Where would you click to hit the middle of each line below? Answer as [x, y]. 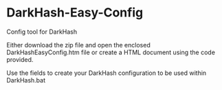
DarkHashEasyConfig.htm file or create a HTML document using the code [111, 52]
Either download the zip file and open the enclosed [78, 45]
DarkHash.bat [26, 80]
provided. [20, 59]
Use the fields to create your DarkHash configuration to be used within [107, 73]
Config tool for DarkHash [42, 32]
